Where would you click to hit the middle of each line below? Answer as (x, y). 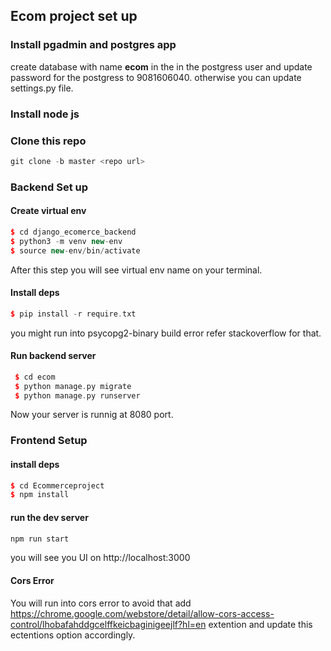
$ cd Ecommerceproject (57, 485)
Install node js (45, 114)
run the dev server (49, 517)
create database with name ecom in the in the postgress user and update (161, 66)
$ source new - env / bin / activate (75, 250)
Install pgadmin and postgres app (93, 45)
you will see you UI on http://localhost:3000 (100, 558)
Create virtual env (48, 211)
